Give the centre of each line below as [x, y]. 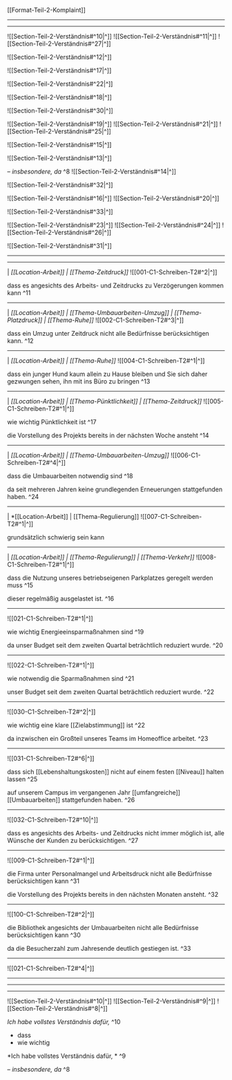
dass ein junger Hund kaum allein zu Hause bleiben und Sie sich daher [107, 374]
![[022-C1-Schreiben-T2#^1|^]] [51, 665]
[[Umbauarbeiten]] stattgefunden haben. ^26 [71, 800]
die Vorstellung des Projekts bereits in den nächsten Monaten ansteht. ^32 [113, 894]
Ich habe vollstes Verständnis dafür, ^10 [64, 1022]
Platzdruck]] [25, 320]
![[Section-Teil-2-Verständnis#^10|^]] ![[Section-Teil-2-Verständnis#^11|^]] [112, 36]
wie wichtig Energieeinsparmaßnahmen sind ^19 [76, 632]
